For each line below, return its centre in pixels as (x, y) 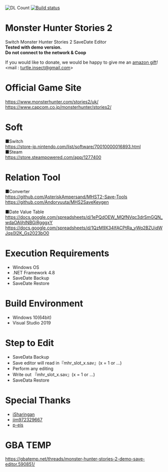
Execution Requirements (57, 253)
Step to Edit (29, 343)
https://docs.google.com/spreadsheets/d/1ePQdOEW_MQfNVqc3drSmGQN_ (84, 217)
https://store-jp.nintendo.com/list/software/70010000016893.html (73, 146)
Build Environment (44, 303)
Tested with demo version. (33, 47)
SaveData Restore (31, 380)
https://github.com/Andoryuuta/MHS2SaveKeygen (57, 202)
